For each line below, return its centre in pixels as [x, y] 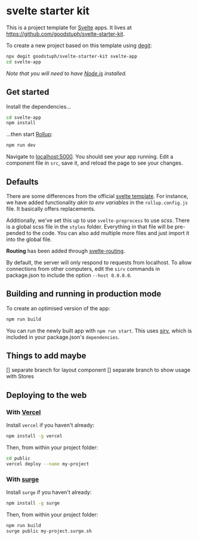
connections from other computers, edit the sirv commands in [83, 269]
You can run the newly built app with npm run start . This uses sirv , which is [99, 331]
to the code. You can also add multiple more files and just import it [108, 233]
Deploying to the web [47, 395]
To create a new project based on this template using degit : [79, 45]
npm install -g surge [33, 503]
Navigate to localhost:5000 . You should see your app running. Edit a [90, 157]
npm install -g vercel [34, 436]
